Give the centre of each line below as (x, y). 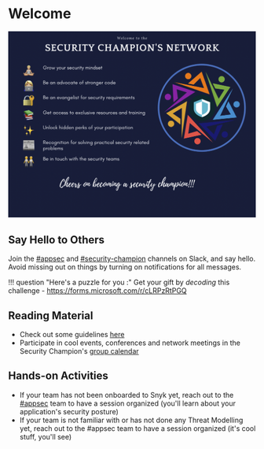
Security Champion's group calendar (79, 351)
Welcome (40, 14)
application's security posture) (69, 411)
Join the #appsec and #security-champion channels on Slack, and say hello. (132, 259)
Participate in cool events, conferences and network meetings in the (130, 343)
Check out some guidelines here (72, 335)
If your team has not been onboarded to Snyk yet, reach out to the (126, 395)
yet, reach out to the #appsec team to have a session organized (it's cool (137, 428)
